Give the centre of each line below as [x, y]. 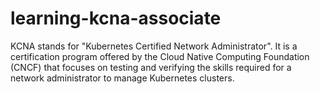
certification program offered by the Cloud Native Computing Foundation [160, 56]
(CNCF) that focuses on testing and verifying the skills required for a [151, 67]
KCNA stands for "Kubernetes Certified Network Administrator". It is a [154, 46]
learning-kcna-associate [116, 18]
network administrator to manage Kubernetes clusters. [122, 78]
